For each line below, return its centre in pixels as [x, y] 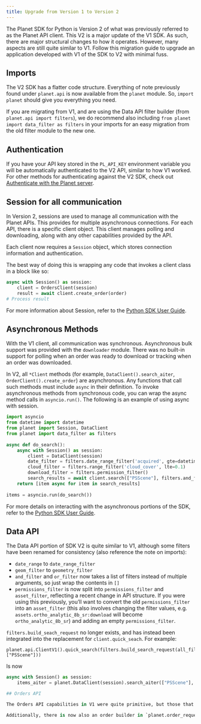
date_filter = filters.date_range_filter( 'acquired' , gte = [103, 461]
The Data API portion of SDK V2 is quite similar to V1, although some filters [98, 546]
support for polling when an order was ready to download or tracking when [99, 356]
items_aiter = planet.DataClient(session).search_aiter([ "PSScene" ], [106, 683]
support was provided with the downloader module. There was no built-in [96, 350]
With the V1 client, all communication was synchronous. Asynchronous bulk [99, 343]
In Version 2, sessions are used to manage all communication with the [92, 217]
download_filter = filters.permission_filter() [88, 473]
